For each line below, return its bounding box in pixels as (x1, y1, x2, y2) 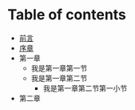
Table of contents (7, 6, 127, 24)
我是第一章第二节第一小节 (42, 83, 128, 93)
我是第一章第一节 (30, 63, 88, 73)
